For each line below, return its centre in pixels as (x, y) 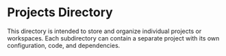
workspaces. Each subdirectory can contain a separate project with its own (113, 38)
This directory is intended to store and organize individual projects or (104, 31)
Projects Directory (60, 12)
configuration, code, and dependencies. (64, 45)
